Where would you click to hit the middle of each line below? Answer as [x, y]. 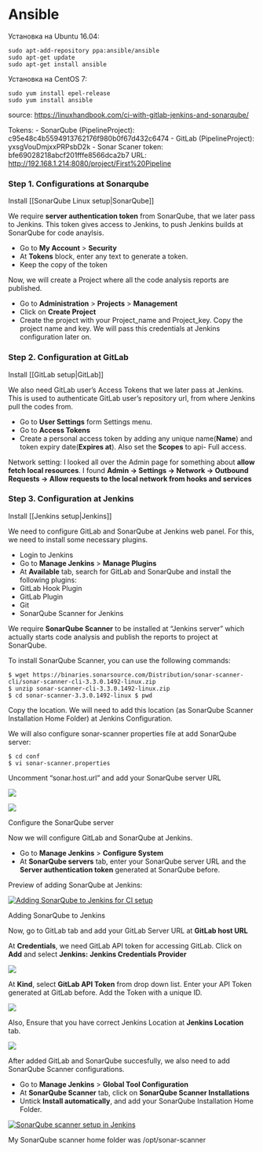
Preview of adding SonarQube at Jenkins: [75, 885]
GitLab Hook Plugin [51, 588]
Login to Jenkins [46, 555]
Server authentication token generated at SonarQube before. [120, 869]
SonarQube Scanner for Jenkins [71, 613]
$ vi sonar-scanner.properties [59, 763]
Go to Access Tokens [55, 430]
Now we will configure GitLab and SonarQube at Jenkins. [100, 838]
